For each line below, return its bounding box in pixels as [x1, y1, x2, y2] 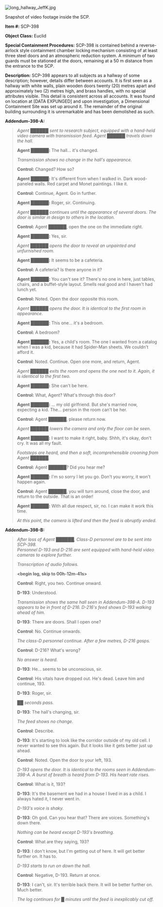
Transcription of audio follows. [17, 562, 79, 567]
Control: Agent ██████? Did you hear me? [17, 464, 106, 470]
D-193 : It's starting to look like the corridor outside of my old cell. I [17, 737, 150, 743]
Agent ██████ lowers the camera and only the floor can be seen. [17, 426, 151, 431]
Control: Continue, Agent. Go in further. [17, 190, 97, 196]
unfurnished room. [17, 248, 54, 253]
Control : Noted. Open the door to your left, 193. [17, 757, 112, 763]
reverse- [139, 42, 157, 48]
